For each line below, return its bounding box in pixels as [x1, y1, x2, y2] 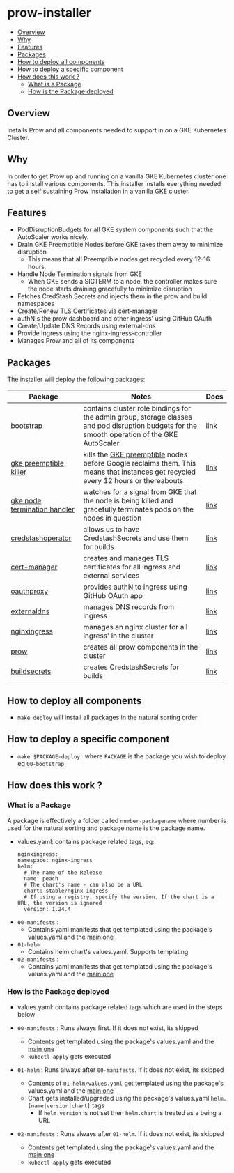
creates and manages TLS [83, 553, 169, 563]
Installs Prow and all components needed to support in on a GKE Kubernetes [7, 125, 226, 134]
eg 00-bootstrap [17, 759, 65, 767]
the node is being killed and [83, 496, 173, 506]
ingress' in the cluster [83, 631, 154, 641]
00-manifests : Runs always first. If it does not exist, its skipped [17, 1023, 198, 1032]
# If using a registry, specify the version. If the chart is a [24, 894, 214, 900]
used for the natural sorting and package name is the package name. [7, 824, 205, 832]
